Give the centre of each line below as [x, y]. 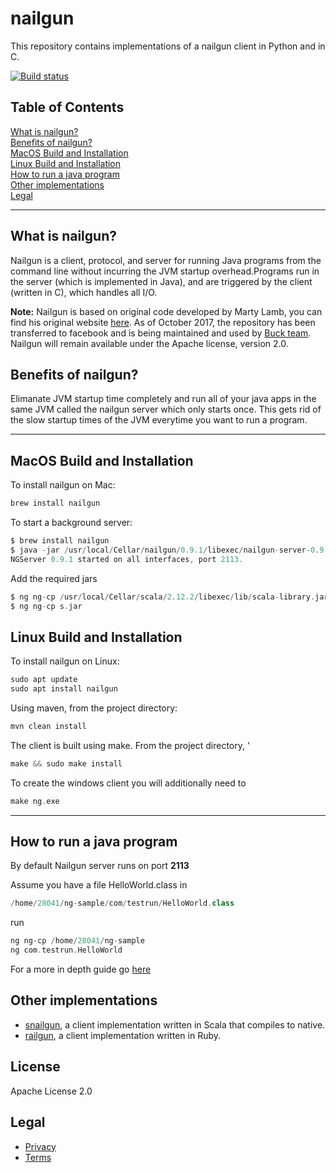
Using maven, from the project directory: [94, 708]
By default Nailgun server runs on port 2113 [100, 866]
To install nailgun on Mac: [63, 485]
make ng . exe [35, 801]
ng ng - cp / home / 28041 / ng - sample [77, 941]
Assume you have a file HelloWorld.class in [99, 885]
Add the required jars [54, 578]
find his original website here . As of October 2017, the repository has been [163, 322]
